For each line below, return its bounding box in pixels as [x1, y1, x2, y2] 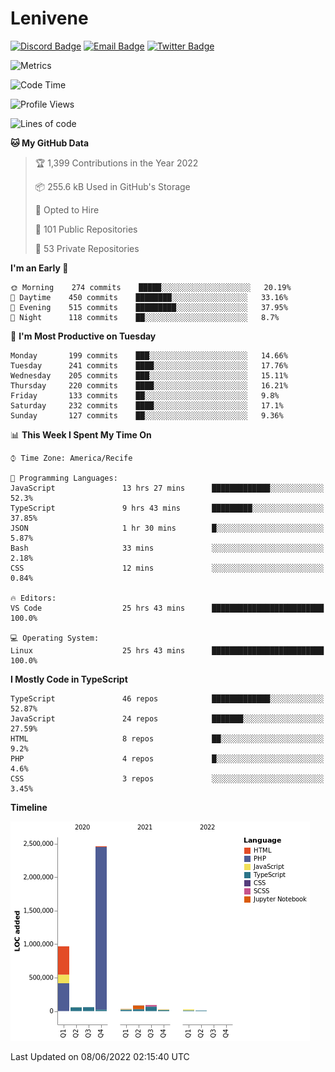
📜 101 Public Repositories [34, 223, 138, 235]
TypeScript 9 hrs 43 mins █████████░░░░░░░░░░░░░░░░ [10, 503, 325, 513]
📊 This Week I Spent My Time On [10, 428, 152, 441]
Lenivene [10, 7, 89, 30]
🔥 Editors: [10, 593, 57, 603]
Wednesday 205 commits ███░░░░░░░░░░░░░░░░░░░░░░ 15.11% [10, 370, 288, 381]
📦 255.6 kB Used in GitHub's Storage [34, 180, 191, 192]
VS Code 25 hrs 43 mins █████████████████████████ [10, 603, 325, 613]
